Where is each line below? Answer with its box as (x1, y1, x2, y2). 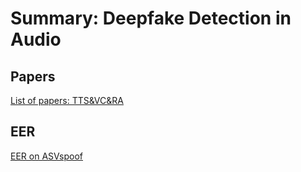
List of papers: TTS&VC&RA (10, 95, 124, 106)
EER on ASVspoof (10, 150, 83, 162)
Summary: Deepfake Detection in (10, 7, 292, 30)
